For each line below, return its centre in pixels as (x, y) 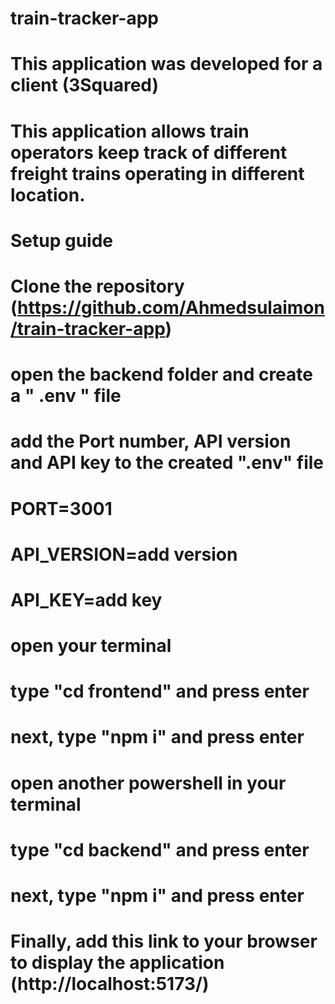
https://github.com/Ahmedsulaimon (171, 307)
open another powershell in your (148, 783)
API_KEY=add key (86, 599)
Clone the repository (97, 286)
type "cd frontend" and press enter (160, 691)
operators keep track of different (149, 152)
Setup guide (62, 240)
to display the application (117, 963)
